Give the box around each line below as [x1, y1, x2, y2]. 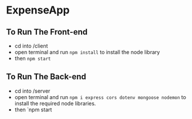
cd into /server [14, 87, 50, 94]
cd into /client [14, 42, 48, 49]
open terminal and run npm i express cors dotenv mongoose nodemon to [14, 93, 187, 100]
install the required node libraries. [14, 100, 96, 107]
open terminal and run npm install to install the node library [14, 49, 160, 56]
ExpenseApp [6, 4, 70, 17]
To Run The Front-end [6, 27, 88, 37]
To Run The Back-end [6, 72, 86, 82]
